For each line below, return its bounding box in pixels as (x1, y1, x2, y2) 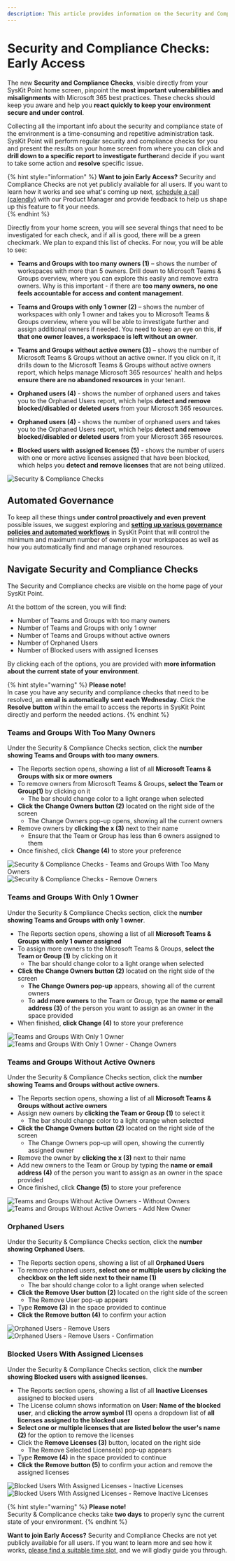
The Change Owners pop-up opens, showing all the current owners (27, 817, 223, 825)
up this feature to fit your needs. (7, 202, 100, 211)
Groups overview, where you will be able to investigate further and (17, 317, 209, 325)
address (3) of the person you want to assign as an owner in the (27, 1004, 214, 1012)
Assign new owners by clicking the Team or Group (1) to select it (17, 1109, 205, 1117)
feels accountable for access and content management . (17, 288, 184, 297)
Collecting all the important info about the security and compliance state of (7, 122, 223, 130)
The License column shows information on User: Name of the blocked (17, 1401, 221, 1409)
